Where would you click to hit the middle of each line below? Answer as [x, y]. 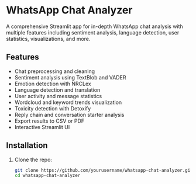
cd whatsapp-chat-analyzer [47, 176]
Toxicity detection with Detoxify [53, 108]
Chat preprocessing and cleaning [55, 71]
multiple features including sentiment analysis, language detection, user [93, 32]
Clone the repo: [33, 159]
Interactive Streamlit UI [42, 127]
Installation [27, 146]
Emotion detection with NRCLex [53, 84]
